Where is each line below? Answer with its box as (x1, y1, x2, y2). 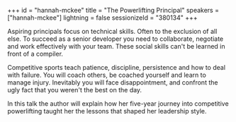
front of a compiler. (7, 49, 64, 58)
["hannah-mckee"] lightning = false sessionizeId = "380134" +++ (7, 13, 198, 22)
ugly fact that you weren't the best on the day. (7, 86, 142, 94)
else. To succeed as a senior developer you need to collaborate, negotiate (7, 35, 224, 43)
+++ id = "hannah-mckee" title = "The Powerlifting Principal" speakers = (7, 6, 220, 14)
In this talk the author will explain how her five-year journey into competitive (7, 99, 229, 108)
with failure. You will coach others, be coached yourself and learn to (7, 71, 207, 79)
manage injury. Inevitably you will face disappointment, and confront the (7, 78, 218, 87)
